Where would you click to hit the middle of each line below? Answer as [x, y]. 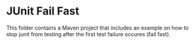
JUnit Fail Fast [43, 11]
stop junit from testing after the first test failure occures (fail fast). [88, 34]
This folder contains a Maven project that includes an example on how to [97, 28]
